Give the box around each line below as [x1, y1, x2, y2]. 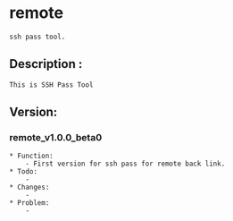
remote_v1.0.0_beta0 [9, 132, 103, 144]
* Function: [9, 151, 54, 161]
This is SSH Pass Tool [9, 80, 94, 89]
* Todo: [9, 167, 38, 176]
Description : [9, 56, 83, 72]
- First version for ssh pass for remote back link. [25, 159, 226, 168]
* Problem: [9, 199, 50, 208]
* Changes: [9, 183, 50, 192]
